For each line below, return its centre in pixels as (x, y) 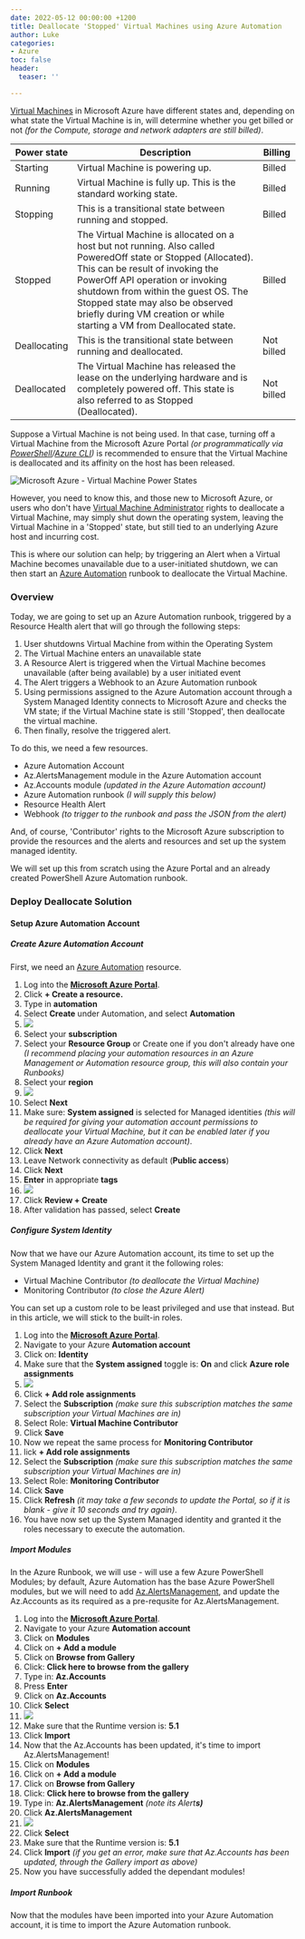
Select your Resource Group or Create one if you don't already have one (159, 1043)
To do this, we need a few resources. (79, 749)
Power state (42, 152)
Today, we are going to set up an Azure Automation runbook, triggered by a (151, 617)
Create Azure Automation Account (77, 944)
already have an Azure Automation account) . (108, 1141)
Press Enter (45, 1686)
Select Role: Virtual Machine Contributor (101, 1423)
